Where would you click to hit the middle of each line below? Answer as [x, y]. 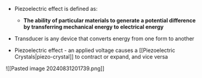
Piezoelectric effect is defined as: [56, 9]
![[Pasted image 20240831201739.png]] [55, 68]
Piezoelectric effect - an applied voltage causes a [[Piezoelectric [95, 50]
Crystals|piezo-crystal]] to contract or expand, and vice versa [91, 57]
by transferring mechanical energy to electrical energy [93, 27]
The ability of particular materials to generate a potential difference [109, 20]
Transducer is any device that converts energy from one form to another [104, 38]
